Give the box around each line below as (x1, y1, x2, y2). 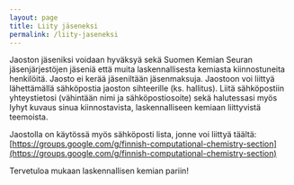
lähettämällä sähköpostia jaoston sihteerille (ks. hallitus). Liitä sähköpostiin (9, 83, 285, 94)
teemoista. (9, 111, 49, 122)
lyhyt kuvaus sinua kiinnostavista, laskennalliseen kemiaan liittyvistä (9, 102, 262, 113)
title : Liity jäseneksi (9, 22, 99, 31)
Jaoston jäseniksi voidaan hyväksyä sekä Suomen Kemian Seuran (9, 55, 254, 66)
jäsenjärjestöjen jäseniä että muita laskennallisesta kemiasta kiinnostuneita (9, 64, 286, 75)
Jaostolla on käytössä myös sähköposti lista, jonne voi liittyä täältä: (9, 129, 257, 140)
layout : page (9, 13, 58, 22)
